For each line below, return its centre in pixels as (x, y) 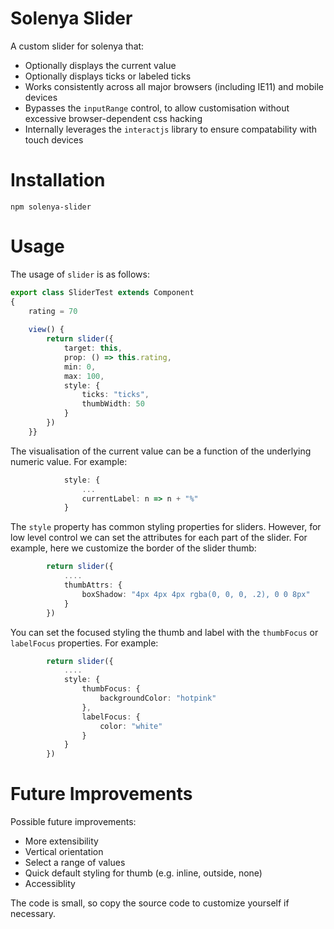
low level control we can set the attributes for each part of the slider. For (159, 538)
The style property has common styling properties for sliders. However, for (166, 527)
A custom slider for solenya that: (77, 46)
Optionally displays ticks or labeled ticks (108, 76)
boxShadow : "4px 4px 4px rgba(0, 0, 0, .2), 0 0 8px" (196, 594)
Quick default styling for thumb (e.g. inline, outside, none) (143, 873)
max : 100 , (84, 376)
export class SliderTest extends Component (102, 292)
